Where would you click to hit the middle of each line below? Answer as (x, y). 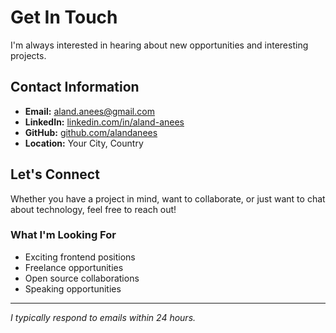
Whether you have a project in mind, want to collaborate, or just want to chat (168, 198)
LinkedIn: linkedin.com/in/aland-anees (104, 122)
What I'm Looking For (63, 235)
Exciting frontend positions (80, 257)
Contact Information (75, 87)
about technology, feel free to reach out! (93, 209)
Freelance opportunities (74, 267)
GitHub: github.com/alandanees (91, 132)
